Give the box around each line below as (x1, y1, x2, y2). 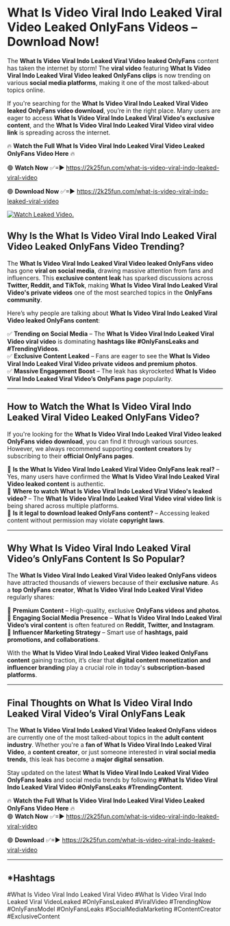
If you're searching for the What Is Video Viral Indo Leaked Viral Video (7, 99, 209, 107)
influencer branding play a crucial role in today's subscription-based (7, 664, 205, 672)
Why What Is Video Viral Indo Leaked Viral (7, 542, 191, 554)
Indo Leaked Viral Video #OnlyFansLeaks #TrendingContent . (7, 783, 183, 791)
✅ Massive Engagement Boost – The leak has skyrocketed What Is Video (7, 367, 217, 375)
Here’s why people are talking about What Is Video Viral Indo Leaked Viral (7, 309, 218, 317)
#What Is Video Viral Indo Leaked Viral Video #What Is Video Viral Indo (7, 890, 207, 899)
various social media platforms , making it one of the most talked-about (7, 78, 209, 86)
